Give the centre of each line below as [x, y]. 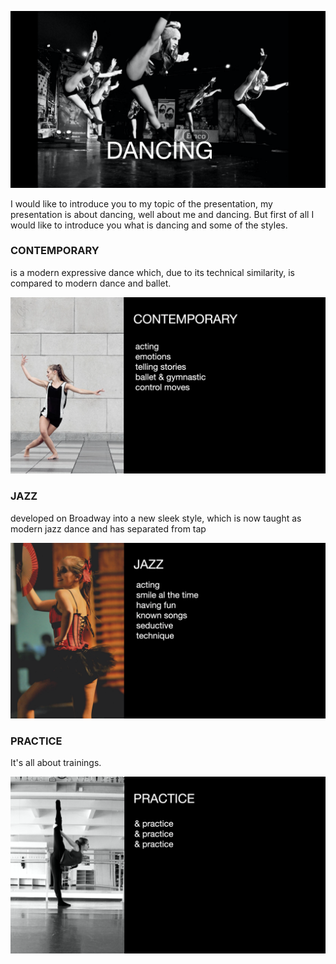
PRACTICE [36, 741]
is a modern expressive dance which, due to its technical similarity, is [153, 272]
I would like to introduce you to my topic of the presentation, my [141, 203]
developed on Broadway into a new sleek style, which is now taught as [156, 518]
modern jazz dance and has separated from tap [108, 528]
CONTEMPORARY [55, 251]
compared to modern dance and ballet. [91, 283]
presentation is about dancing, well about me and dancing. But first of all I [162, 214]
